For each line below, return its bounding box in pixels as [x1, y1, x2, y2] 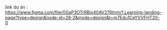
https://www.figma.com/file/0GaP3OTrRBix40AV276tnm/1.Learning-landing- [5, 9, 162, 15]
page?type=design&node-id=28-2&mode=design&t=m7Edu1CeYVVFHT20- [5, 15, 160, 20]
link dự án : [5, 4, 28, 10]
